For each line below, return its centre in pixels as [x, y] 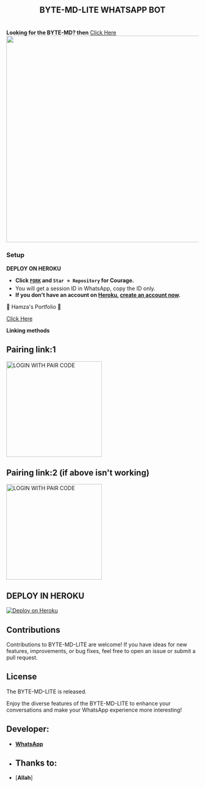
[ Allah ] [24, 778]
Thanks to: [36, 763]
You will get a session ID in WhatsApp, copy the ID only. [85, 288]
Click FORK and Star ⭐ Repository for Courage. [74, 280]
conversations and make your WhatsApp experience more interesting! [94, 710]
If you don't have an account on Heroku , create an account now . [98, 295]
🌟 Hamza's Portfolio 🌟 [34, 307]
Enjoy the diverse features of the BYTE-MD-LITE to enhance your [88, 703]
